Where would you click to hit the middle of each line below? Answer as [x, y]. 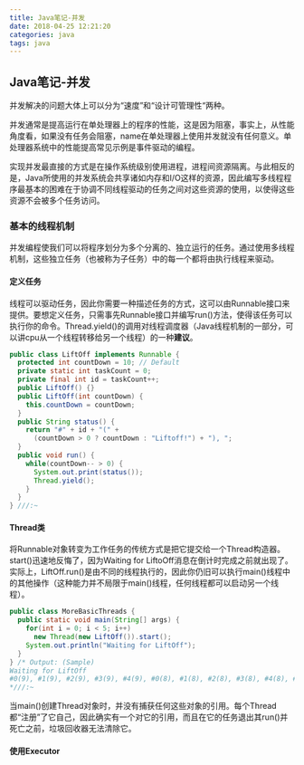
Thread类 [27, 527]
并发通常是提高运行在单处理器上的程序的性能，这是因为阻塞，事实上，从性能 [152, 125]
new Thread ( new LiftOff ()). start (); [102, 637]
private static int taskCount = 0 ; [85, 371]
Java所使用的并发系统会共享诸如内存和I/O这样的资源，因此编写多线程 [154, 178]
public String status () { [66, 422]
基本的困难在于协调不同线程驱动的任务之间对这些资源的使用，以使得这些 [160, 189]
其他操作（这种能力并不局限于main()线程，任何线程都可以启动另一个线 [147, 583]
